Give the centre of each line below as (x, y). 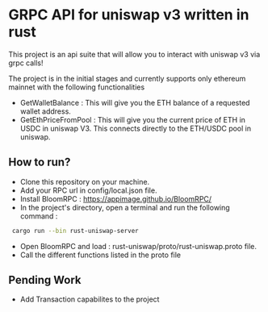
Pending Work (45, 280)
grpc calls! (26, 63)
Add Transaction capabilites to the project (90, 299)
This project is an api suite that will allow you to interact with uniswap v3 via (134, 54)
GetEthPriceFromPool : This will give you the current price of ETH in (133, 119)
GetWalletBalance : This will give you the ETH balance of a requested (135, 102)
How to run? (40, 162)
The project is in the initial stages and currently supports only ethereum (127, 78)
